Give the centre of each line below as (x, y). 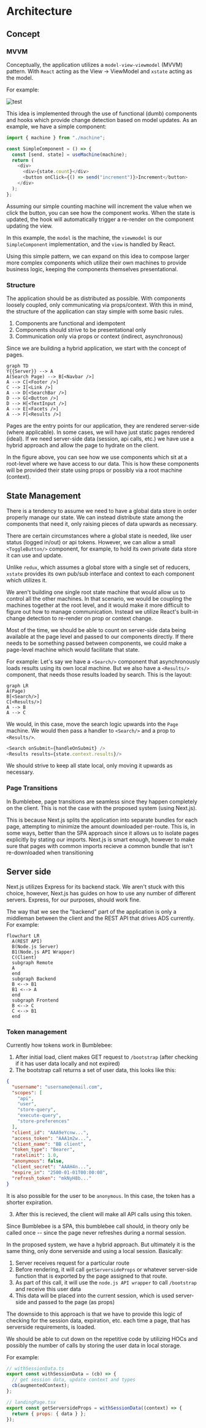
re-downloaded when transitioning (50, 852)
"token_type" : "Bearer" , (44, 1150)
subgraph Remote (32, 963)
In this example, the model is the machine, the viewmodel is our (84, 237)
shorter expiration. (30, 1202)
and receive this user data (48, 1289)
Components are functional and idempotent (70, 323)
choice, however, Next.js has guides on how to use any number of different (101, 893)
